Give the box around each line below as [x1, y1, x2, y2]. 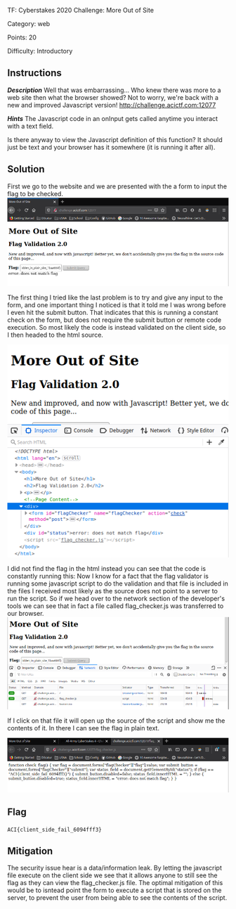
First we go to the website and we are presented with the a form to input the [7, 182, 227, 191]
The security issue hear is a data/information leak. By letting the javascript [7, 864, 223, 872]
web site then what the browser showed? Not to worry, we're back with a [7, 93, 219, 101]
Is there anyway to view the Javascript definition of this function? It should [7, 135, 223, 143]
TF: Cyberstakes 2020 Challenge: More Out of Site [7, 6, 155, 14]
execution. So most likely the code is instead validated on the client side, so [7, 323, 226, 332]
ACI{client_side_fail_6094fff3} [7, 826, 102, 833]
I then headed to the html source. [7, 330, 104, 340]
